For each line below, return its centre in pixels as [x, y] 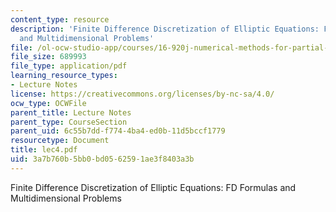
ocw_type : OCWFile [48, 103]
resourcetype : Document [60, 141]
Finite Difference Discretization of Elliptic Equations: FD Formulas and [153, 187]
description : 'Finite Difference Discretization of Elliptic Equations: [165, 29]
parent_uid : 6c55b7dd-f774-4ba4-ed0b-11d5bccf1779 [118, 131]
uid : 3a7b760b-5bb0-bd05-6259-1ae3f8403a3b [102, 159]
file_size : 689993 [48, 57]
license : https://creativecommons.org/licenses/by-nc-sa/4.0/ [142, 94]
